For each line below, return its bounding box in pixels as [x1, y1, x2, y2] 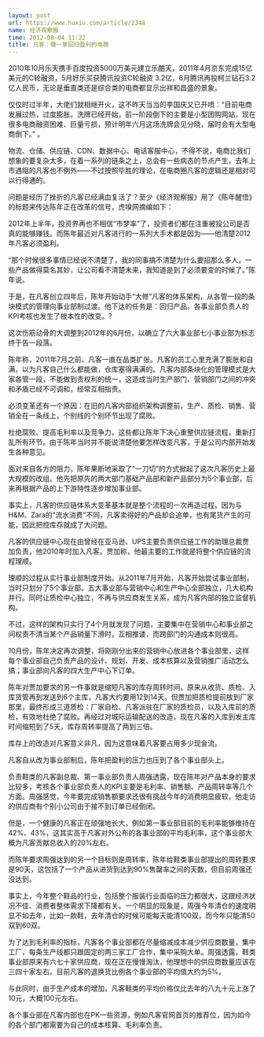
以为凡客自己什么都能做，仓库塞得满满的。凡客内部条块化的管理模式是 [21, 365, 249, 374]
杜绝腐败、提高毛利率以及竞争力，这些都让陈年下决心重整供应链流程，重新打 [8, 428, 256, 437]
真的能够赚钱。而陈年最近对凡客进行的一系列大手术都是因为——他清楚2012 [8, 229, 251, 239]
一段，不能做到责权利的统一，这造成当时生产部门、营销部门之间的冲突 [28, 375, 256, 384]
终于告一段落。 [8, 338, 57, 347]
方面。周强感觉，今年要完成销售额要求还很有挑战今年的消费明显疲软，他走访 [8, 792, 256, 802]
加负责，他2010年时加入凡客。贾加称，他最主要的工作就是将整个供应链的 [8, 546, 244, 556]
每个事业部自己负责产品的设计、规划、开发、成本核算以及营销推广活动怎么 [8, 656, 249, 665]
